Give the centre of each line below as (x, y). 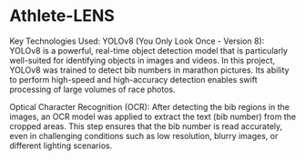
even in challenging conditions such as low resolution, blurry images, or (144, 135)
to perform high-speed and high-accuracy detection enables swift (133, 79)
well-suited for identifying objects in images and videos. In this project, (142, 60)
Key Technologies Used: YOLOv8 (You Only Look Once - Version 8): (137, 41)
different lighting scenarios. (61, 145)
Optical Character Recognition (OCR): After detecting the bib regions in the (149, 106)
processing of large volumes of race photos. (92, 89)
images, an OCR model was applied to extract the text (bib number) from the (153, 116)
